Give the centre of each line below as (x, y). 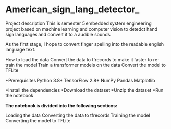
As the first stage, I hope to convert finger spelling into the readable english (85, 44)
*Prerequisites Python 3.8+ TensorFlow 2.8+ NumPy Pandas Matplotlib (80, 80)
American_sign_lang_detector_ (72, 9)
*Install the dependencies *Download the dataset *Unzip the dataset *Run (84, 90)
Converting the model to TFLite (38, 120)
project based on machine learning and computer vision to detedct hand (81, 29)
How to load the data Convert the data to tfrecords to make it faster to (79, 59)
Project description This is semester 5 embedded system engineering (78, 23)
